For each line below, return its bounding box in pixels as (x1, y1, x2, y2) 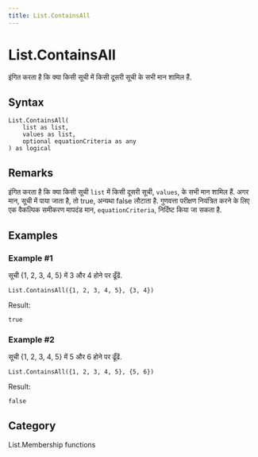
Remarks (8, 166, 54, 180)
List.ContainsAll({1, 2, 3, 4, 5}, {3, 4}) (8, 286, 155, 294)
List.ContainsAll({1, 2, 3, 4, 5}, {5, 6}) (8, 368, 155, 376)
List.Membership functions (8, 440, 96, 449)
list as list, (22, 124, 69, 132)
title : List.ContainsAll (8, 11, 90, 20)
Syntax (8, 95, 44, 109)
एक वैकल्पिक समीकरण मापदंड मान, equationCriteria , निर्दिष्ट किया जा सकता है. (8, 205, 222, 215)
